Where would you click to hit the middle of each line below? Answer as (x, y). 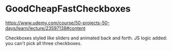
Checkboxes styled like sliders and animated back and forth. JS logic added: (86, 38)
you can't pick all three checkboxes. (44, 43)
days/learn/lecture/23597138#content (45, 28)
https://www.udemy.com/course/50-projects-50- (58, 23)
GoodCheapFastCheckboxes (68, 9)
